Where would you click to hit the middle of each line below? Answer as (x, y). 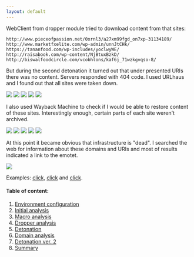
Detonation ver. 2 (36, 241)
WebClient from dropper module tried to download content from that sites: (96, 28)
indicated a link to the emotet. (42, 155)
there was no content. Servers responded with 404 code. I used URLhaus (95, 76)
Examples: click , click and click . (44, 178)
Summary (26, 248)
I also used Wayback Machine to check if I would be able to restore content (97, 106)
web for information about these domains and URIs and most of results (92, 149)
